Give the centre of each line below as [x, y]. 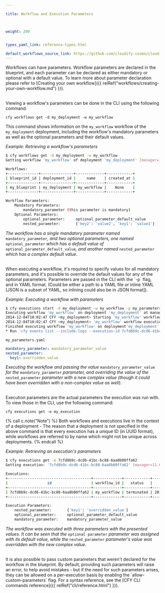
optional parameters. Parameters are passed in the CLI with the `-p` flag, [79, 279]
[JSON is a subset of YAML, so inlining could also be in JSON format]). [77, 290]
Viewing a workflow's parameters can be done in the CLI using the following [82, 103]
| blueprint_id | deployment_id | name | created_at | [70, 178]
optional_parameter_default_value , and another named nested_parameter [80, 249]
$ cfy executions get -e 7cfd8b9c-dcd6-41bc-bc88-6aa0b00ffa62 [71, 461]
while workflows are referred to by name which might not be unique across [81, 437]
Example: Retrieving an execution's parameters [53, 451]
